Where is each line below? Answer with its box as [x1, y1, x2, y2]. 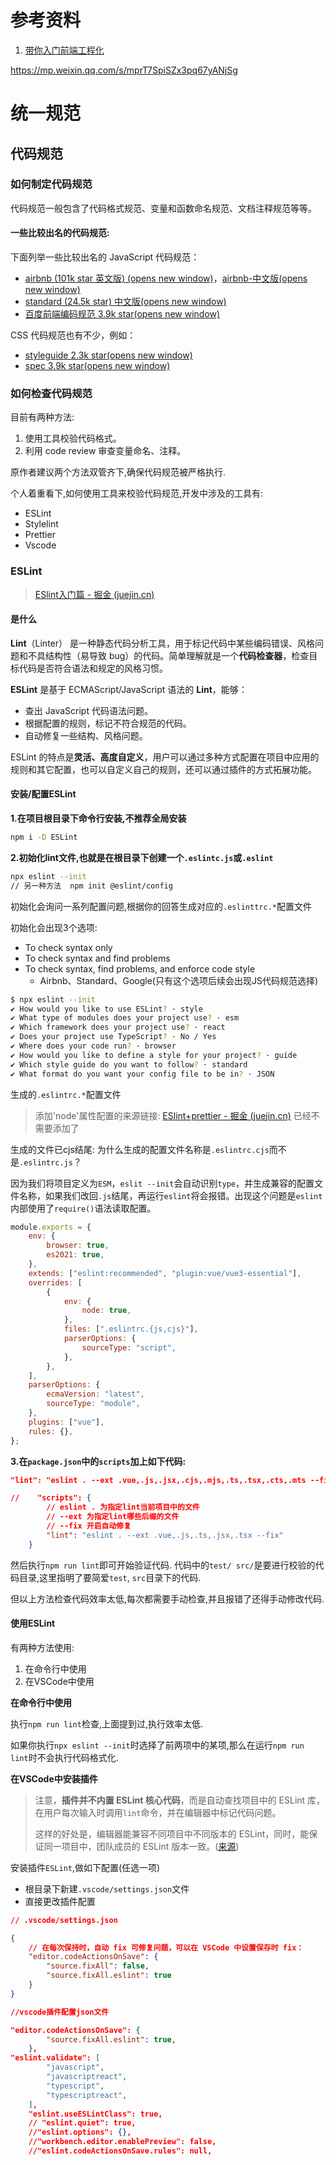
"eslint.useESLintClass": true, [28, 2109, 163, 2119]
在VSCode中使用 [24, 1675, 95, 1687]
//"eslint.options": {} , [28, 2127, 132, 2138]
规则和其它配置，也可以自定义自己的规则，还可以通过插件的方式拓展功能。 [10, 763, 317, 775]
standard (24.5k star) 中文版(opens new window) [24, 296, 227, 308]
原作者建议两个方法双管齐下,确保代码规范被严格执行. [10, 466, 227, 478]
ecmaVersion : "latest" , [46, 1389, 145, 1400]
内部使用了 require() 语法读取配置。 [10, 1202, 157, 1214]
